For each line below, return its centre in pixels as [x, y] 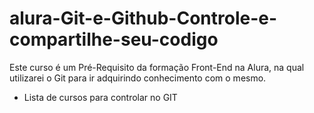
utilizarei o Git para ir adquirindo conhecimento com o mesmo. [138, 78]
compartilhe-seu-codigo [114, 39]
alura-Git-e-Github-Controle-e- [143, 18]
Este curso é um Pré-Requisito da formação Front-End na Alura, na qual [157, 67]
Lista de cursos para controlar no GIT [100, 97]
